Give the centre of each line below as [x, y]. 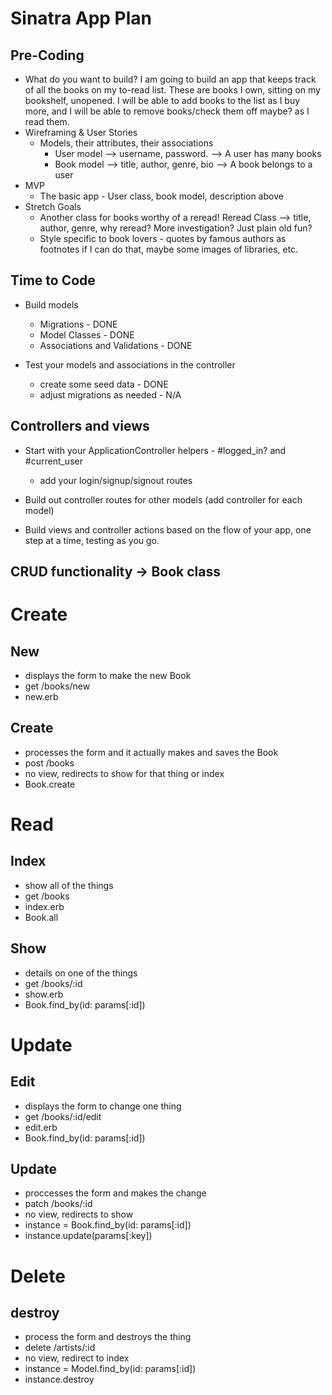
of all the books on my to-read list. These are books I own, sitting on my [172, 90]
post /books [49, 763]
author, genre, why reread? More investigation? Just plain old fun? [176, 228]
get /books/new [57, 686]
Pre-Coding [47, 55]
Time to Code [53, 280]
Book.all [41, 917]
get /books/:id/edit [63, 1116]
